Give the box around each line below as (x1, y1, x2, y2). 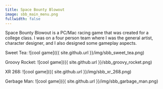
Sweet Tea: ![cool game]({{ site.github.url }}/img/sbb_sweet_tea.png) (5, 50, 145, 56)
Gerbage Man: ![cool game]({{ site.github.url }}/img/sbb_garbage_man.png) (5, 78, 159, 84)
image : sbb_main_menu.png (5, 12, 58, 17)
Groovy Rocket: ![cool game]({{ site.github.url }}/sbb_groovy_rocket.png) (5, 59, 152, 65)
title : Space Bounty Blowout (5, 7, 65, 12)
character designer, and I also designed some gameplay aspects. (5, 40, 137, 46)
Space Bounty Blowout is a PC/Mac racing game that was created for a (5, 30, 149, 36)
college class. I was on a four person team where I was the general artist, (5, 35, 153, 41)
